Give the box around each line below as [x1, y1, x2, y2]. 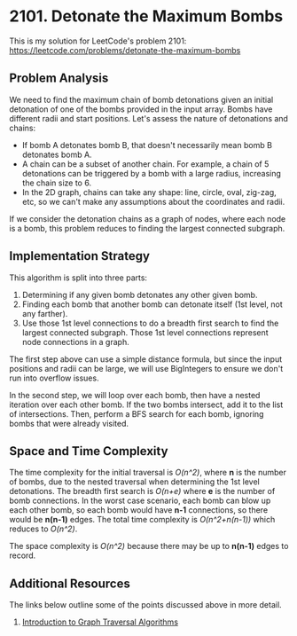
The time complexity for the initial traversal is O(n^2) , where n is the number [9, 467, 286, 478]
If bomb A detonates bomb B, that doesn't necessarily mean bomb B [21, 139, 273, 150]
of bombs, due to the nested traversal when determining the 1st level [9, 476, 260, 487]
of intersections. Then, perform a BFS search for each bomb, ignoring [9, 408, 264, 419]
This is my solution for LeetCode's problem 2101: [9, 35, 187, 46]
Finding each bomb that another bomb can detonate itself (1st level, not [21, 299, 284, 310]
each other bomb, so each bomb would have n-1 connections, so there [9, 505, 269, 515]
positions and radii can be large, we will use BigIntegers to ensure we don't [9, 363, 284, 373]
